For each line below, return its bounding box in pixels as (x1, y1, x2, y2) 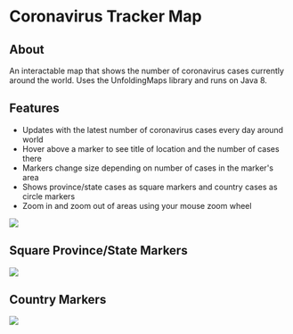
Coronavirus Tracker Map (9, 6, 202, 27)
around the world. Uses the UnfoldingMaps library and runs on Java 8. (9, 75, 267, 86)
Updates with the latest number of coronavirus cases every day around (21, 124, 283, 135)
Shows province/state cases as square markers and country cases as (21, 181, 278, 192)
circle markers (21, 190, 76, 202)
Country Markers (9, 292, 107, 307)
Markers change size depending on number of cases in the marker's (21, 163, 274, 173)
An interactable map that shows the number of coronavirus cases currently (9, 65, 285, 76)
